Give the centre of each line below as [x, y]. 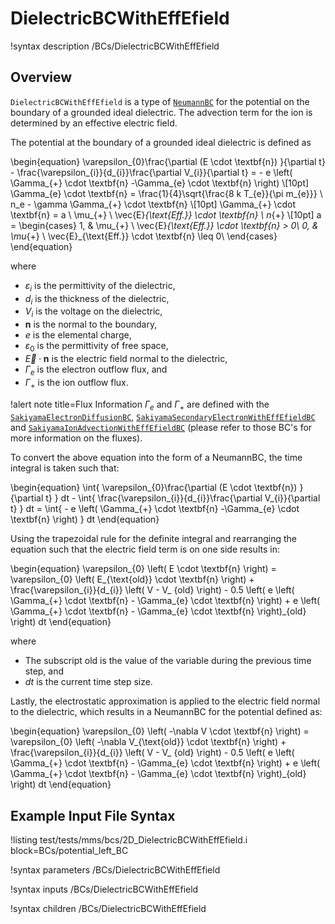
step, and [44, 671]
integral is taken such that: [65, 468]
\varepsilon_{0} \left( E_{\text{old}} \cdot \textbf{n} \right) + [132, 579]
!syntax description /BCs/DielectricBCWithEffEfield [115, 46]
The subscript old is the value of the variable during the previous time [168, 661]
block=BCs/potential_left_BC [69, 851]
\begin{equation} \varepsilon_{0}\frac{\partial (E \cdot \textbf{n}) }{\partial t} [168, 161]
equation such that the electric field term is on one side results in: [145, 549]
